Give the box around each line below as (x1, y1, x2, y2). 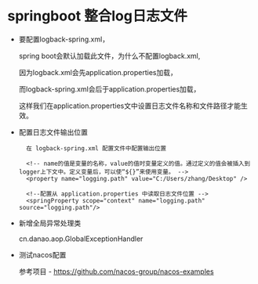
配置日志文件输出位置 (18, 127, 88, 137)
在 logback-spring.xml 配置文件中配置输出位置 (26, 144, 166, 153)
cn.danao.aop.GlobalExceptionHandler (18, 234, 144, 243)
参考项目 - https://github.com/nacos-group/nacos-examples (18, 267, 214, 276)
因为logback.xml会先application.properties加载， (18, 67, 177, 77)
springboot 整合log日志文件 (7, 7, 187, 25)
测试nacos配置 (18, 250, 67, 259)
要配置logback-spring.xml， (18, 34, 110, 44)
